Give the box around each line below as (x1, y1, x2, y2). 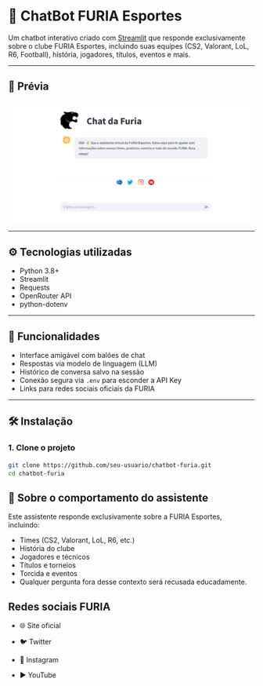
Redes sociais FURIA (8, 600, 111, 613)
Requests (19, 283, 50, 293)
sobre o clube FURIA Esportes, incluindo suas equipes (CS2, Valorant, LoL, (8, 41, 250, 50)
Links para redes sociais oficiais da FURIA (19, 384, 155, 393)
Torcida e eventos (19, 569, 78, 578)
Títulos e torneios (19, 560, 77, 570)
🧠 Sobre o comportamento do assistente (8, 491, 209, 505)
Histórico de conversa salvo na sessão (19, 367, 145, 376)
